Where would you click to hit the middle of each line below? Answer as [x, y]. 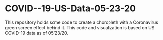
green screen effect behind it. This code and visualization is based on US [80, 27]
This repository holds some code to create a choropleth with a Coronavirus [82, 22]
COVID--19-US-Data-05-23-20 [71, 9]
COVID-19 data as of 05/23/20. [37, 33]
